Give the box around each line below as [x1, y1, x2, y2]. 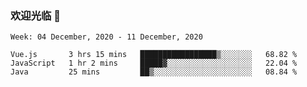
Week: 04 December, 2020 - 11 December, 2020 [10, 32, 203, 42]
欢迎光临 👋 [10, 8, 62, 22]
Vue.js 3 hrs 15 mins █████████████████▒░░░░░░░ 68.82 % [10, 50, 298, 60]
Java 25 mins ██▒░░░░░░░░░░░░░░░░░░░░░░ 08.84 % [10, 67, 298, 77]
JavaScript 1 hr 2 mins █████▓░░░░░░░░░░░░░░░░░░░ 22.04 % [10, 58, 298, 69]
